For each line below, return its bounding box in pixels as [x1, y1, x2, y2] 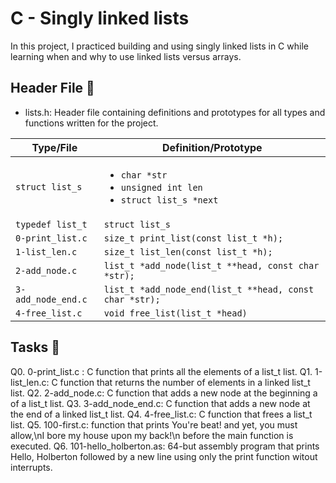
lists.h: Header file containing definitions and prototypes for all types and [24, 106, 326, 118]
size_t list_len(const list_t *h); [103, 246, 273, 257]
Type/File [31, 140, 78, 154]
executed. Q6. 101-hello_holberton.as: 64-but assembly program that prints [10, 440, 320, 452]
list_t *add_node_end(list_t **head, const [103, 283, 315, 295]
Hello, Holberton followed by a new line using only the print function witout [10, 450, 318, 462]
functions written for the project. [24, 117, 159, 129]
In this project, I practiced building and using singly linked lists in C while [10, 40, 309, 52]
